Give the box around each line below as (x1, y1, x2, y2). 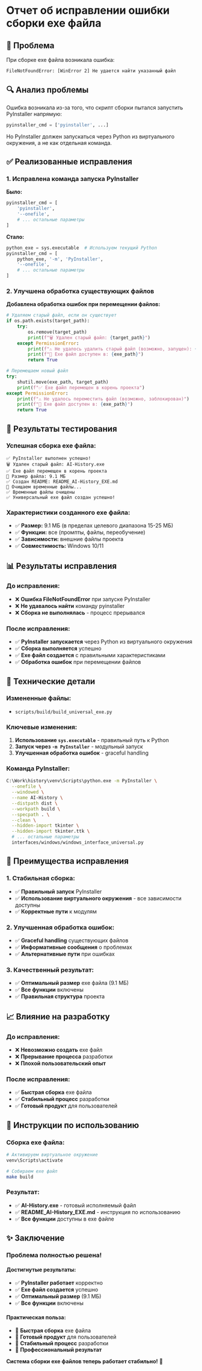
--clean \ (11, 817, 36, 823)
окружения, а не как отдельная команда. (6, 139, 112, 146)
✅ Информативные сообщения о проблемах (14, 943, 132, 951)
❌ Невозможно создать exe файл (14, 1046, 103, 1053)
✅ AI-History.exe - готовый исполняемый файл (14, 1201, 136, 1209)
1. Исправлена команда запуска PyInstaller (6, 175, 139, 183)
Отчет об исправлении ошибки (6, 4, 170, 17)
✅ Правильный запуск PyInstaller (14, 888, 102, 895)
